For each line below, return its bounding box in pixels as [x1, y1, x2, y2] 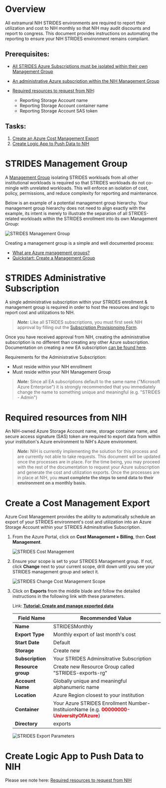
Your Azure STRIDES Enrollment [53, 700, 127, 707]
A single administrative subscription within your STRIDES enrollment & [5, 299, 148, 305]
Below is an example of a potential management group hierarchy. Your [5, 200, 148, 206]
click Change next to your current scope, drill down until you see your [12, 563, 155, 569]
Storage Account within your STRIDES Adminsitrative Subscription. [5, 524, 141, 530]
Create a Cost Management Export [5, 497, 150, 508]
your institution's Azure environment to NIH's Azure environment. [5, 439, 138, 445]
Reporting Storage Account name [19, 97, 88, 103]
